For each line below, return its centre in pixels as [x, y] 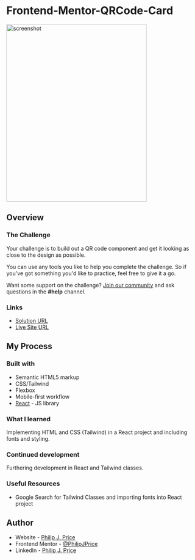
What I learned [28, 419]
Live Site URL [32, 327]
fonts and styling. [28, 438]
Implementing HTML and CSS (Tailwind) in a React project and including [97, 432]
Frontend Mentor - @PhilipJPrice [56, 544]
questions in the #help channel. [46, 292]
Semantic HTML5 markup [47, 377]
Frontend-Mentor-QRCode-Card [90, 11]
